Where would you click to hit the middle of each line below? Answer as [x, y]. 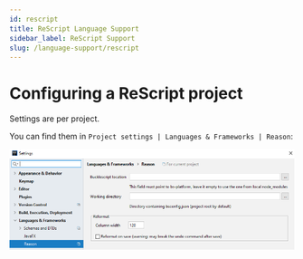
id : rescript [34, 19]
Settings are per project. [54, 119]
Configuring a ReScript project [126, 94]
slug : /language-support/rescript [75, 48]
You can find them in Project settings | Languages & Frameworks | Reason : [151, 137]
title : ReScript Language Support [75, 29]
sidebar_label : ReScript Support [72, 38]
